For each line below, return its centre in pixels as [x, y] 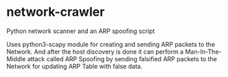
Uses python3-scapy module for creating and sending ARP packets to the [111, 44]
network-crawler [56, 12]
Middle [16, 58]
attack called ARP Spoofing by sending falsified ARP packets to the [122, 58]
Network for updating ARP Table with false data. [75, 66]
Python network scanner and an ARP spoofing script [81, 31]
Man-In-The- [203, 52]
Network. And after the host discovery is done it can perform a [95, 52]
